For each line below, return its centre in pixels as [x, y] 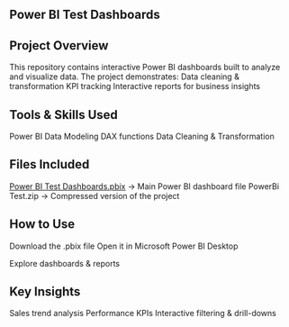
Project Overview [59, 45]
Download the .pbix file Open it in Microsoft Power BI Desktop [124, 246]
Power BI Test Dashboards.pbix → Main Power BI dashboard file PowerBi [144, 186]
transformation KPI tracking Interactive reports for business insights [135, 86]
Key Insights [45, 292]
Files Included [50, 164]
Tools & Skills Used [64, 115]
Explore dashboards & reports [64, 263]
